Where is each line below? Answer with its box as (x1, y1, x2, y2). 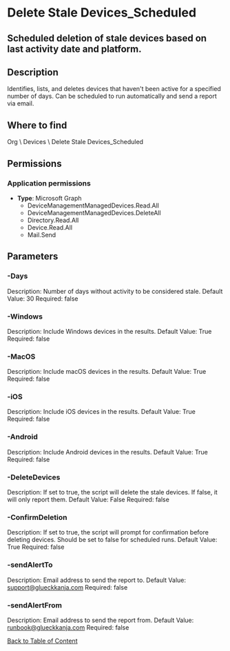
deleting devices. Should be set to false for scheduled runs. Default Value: (7, 536, 218, 544)
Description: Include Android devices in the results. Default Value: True (7, 448, 208, 456)
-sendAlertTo (7, 560, 53, 570)
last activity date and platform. (7, 43, 142, 54)
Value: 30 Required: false (7, 294, 79, 303)
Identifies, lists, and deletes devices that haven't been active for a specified (7, 85, 222, 93)
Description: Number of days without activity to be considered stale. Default (7, 287, 223, 295)
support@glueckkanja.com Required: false (7, 583, 128, 591)
